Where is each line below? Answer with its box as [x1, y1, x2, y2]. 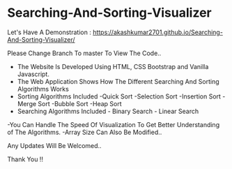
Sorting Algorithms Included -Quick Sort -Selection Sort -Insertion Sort [17, 92, 222, 101]
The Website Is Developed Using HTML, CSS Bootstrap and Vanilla [17, 62, 209, 71]
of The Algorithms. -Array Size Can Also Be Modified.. [7, 128, 162, 136]
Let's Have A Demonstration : [7, 28, 92, 36]
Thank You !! [7, 155, 44, 163]
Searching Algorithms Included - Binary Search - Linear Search [17, 107, 199, 115]
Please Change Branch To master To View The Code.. [7, 49, 162, 57]
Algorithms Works [17, 84, 70, 93]
